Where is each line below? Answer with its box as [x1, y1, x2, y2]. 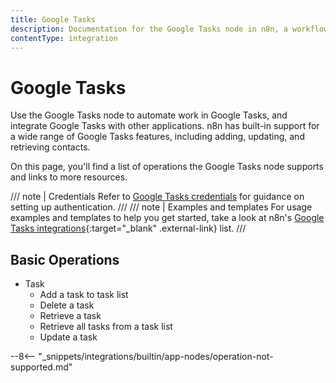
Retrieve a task [39, 310, 102, 322]
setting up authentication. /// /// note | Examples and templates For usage [10, 201, 313, 213]
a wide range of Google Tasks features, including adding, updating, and [10, 131, 305, 143]
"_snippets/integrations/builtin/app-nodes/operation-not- [38, 351, 274, 363]
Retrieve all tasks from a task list [39, 321, 173, 333]
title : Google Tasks [10, 14, 97, 25]
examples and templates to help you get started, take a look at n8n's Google [10, 212, 325, 224]
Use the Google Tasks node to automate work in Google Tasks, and [10, 109, 288, 121]
